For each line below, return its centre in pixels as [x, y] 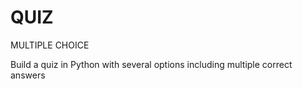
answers [28, 75]
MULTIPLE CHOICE [50, 45]
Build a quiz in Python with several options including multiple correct [151, 64]
